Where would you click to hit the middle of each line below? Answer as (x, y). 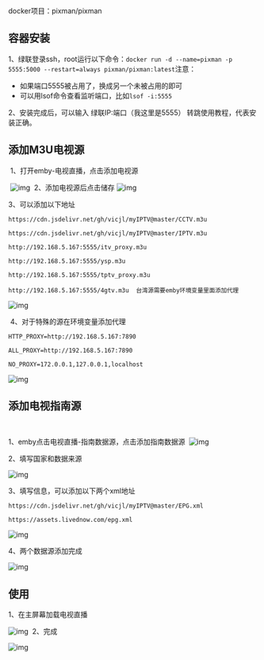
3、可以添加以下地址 (42, 204)
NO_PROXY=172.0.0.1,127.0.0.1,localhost (76, 364)
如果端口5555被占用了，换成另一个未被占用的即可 (101, 86)
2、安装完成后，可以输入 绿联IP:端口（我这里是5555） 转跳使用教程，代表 (129, 112)
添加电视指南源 (45, 406)
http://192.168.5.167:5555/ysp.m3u (67, 261)
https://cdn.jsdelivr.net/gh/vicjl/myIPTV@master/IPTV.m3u (108, 233)
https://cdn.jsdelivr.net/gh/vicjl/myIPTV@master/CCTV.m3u (108, 219)
